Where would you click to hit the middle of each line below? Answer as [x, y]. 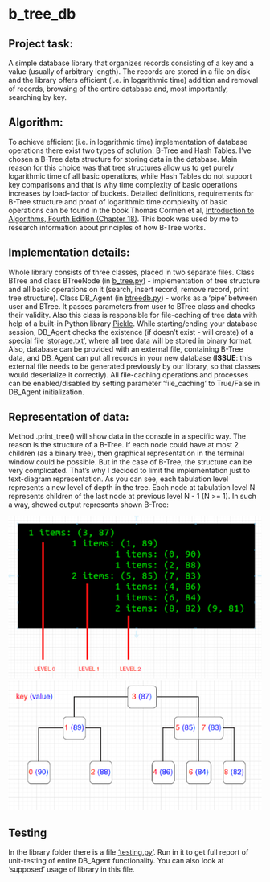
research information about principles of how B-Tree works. [107, 227]
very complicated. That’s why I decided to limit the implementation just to [129, 471]
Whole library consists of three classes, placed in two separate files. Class [131, 272]
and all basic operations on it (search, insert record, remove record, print [129, 289]
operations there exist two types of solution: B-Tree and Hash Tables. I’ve [130, 150]
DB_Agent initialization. [46, 392]
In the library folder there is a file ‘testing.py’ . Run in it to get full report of [129, 852]
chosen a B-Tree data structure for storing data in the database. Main [123, 159]
